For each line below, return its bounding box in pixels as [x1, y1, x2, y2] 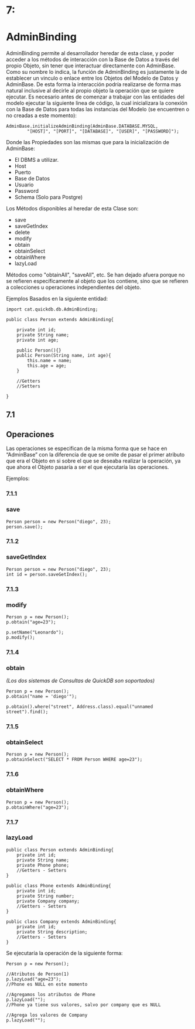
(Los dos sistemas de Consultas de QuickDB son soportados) [6, 677, 155, 684]
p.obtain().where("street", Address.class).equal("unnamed [6, 704, 153, 710]
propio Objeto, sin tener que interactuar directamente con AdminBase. [6, 62, 176, 69]
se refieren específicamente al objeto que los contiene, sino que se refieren [6, 278, 189, 285]
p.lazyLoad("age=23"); [6, 976, 61, 982]
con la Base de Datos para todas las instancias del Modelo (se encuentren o [6, 106, 190, 113]
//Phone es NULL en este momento [6, 981, 88, 987]
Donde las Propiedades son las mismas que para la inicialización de [6, 139, 170, 146]
